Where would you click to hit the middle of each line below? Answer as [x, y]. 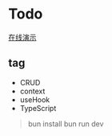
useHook [35, 99]
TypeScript [38, 108]
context [32, 91]
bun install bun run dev [66, 124]
